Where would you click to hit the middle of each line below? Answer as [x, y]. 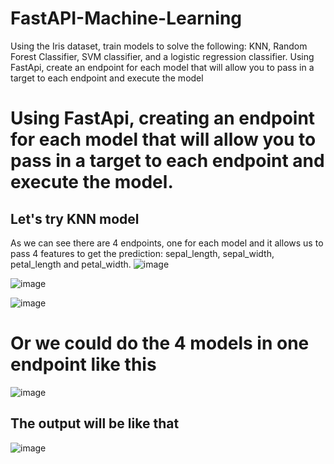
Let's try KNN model [75, 218]
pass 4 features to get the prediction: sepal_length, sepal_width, [142, 253]
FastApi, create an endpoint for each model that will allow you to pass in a [162, 67]
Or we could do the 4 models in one [160, 343]
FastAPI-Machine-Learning [126, 18]
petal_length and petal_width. [71, 264]
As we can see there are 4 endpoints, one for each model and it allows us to [167, 243]
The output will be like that [95, 423]
